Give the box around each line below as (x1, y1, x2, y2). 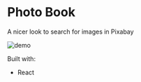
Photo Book (7, 4, 75, 20)
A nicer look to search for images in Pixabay (7, 27, 134, 36)
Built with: (7, 54, 36, 63)
